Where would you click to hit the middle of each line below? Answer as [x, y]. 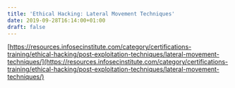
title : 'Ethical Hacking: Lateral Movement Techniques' [91, 14]
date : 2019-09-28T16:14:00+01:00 [56, 20]
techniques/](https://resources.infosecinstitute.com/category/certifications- [118, 62]
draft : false [26, 27]
